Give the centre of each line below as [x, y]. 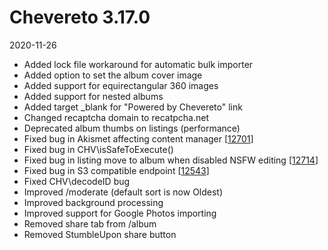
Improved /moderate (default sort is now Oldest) [123, 192]
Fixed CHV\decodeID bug [77, 181]
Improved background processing [93, 202]
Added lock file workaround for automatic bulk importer [138, 64]
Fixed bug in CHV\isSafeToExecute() [98, 149]
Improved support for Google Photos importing [120, 213]
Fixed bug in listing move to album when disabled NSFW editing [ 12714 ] [171, 160]
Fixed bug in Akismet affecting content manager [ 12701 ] [138, 138]
